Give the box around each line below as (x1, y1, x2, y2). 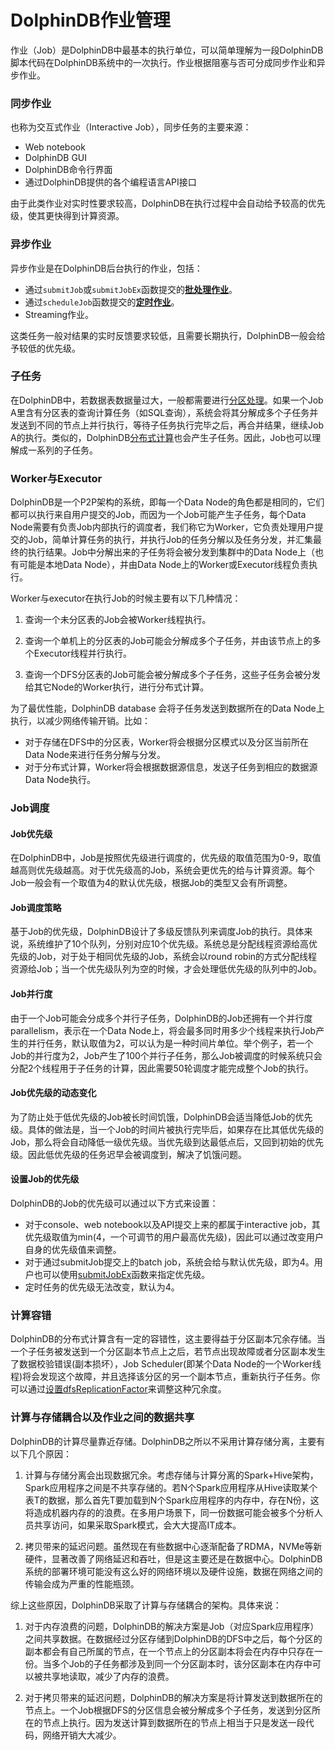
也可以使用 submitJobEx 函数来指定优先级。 (33, 1269, 211, 1281)
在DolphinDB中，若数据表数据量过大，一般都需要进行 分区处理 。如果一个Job (10, 394, 324, 406)
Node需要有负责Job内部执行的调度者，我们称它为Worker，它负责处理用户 (10, 521, 315, 533)
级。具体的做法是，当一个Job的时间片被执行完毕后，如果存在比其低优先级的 (10, 1123, 324, 1135)
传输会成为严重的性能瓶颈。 (24, 1577, 140, 1590)
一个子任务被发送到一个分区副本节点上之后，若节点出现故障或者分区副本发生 (10, 1346, 326, 1358)
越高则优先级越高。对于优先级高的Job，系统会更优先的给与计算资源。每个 (10, 864, 315, 876)
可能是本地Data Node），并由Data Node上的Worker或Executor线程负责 (18, 559, 310, 571)
